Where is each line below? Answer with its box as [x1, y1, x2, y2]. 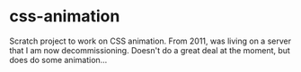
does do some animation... [9, 54, 108, 65]
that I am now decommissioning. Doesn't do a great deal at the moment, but [9, 44, 290, 55]
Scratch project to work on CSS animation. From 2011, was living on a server [9, 36, 292, 46]
